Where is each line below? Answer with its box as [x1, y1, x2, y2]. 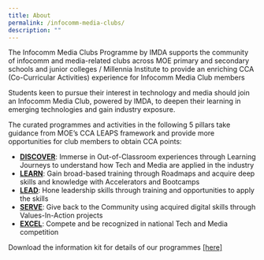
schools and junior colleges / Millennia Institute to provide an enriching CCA [8, 65, 255, 74]
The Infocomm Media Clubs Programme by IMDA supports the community [8, 48, 249, 58]
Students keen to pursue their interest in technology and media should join [8, 88, 251, 98]
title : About [8, 11, 51, 20]
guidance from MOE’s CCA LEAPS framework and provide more [8, 128, 215, 138]
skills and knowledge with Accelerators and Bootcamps [19, 177, 200, 187]
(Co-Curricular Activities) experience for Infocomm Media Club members [8, 72, 246, 83]
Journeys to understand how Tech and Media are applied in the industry [19, 161, 255, 170]
